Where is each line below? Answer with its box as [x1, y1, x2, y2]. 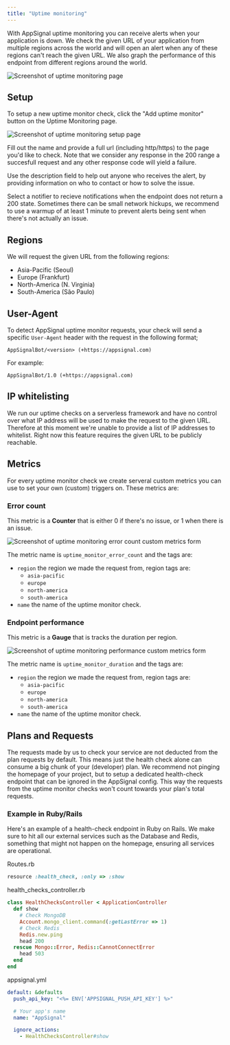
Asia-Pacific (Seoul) [16, 266, 74, 274]
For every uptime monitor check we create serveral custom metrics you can [7, 476, 222, 485]
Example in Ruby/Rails [7, 810, 83, 819]
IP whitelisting [7, 390, 69, 403]
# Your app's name [13, 1008, 67, 1015]
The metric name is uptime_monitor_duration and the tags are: [7, 660, 184, 668]
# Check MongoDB [19, 912, 67, 919]
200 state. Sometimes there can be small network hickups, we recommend [7, 200, 220, 208]
